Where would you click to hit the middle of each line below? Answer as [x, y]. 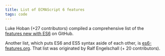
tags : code [16, 14]
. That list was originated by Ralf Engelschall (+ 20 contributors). [95, 48]
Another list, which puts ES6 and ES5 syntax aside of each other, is [73, 43]
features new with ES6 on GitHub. [39, 33]
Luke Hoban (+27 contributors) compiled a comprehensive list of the [75, 28]
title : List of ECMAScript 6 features [45, 10]
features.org [18, 48]
